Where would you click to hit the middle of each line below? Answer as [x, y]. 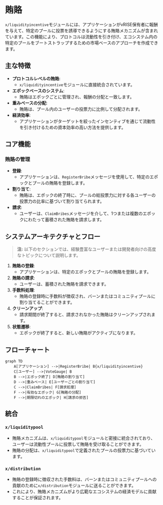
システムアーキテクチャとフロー [53, 237]
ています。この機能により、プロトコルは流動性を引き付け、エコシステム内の [81, 37]
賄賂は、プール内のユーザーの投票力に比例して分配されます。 [81, 109]
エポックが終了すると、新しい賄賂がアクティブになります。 [79, 333]
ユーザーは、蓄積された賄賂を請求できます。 [64, 284]
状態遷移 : [21, 327]
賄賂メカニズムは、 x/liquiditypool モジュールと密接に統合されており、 [83, 438]
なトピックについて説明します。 [49, 255]
